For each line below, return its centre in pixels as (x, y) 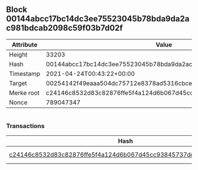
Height (18, 54)
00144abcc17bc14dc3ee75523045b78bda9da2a (98, 19)
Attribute (24, 45)
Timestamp (25, 74)
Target (18, 83)
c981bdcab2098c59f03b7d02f (65, 28)
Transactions (26, 126)
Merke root (24, 92)
